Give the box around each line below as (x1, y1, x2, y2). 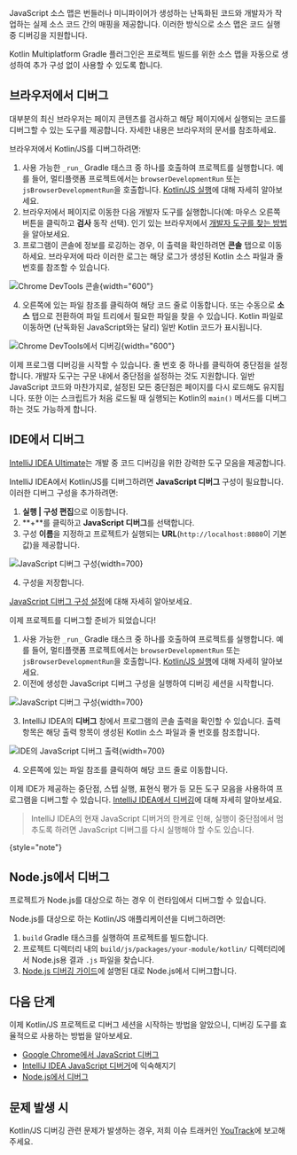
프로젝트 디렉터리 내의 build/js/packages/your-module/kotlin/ (21, 943, 248, 955)
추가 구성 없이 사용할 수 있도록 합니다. (32, 60, 163, 70)
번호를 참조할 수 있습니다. (21, 261, 111, 272)
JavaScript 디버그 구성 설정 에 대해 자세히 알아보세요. (9, 596, 192, 606)
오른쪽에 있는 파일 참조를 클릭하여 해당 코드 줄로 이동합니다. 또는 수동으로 (21, 300, 276, 310)
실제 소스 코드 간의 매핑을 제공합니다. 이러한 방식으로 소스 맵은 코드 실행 (32, 19, 281, 29)
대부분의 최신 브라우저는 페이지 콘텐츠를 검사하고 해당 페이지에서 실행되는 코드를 (9, 113, 286, 124)
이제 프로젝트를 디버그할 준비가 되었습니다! (9, 614, 157, 625)
